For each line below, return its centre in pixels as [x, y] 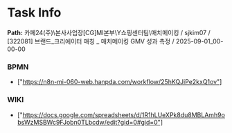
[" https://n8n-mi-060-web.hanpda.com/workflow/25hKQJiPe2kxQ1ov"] [119, 82]
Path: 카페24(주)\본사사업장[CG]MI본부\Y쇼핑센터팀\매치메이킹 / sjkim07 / [109, 32]
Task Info [34, 13]
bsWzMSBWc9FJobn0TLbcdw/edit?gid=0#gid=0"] [90, 122]
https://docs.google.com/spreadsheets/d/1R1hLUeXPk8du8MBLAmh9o [124, 114]
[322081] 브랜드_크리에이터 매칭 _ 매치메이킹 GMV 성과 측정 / [91, 41]
